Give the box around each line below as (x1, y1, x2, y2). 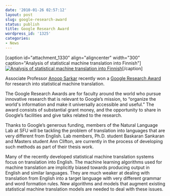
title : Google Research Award (5, 26, 70, 32)
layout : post (5, 12, 33, 17)
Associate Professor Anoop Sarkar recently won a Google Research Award (5, 75, 161, 81)
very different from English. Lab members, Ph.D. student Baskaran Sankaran (5, 133, 165, 139)
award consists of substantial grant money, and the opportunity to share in (5, 106, 161, 113)
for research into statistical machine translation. (5, 80, 105, 87)
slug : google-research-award (5, 17, 67, 22)
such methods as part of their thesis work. (5, 144, 94, 150)
